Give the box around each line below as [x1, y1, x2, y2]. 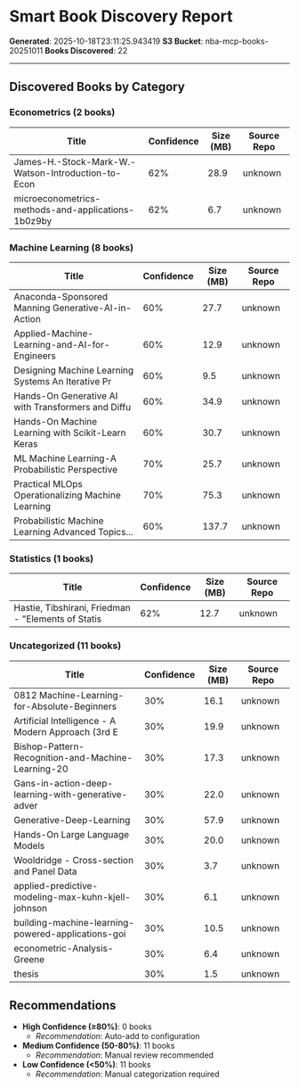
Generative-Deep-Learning [13, 813, 131, 826]
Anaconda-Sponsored [13, 290, 109, 302]
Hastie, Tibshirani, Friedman [13, 602, 131, 614]
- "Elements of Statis [13, 613, 102, 625]
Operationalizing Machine [13, 489, 122, 501]
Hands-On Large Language [13, 828, 130, 840]
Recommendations [9, 997, 117, 1013]
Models [13, 839, 45, 852]
